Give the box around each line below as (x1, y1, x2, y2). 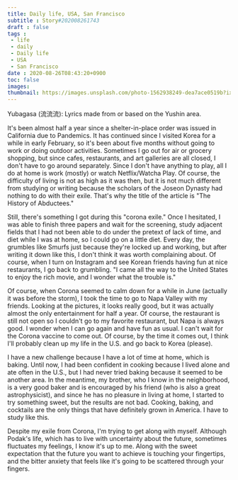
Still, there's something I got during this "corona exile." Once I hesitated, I (7, 213, 221, 222)
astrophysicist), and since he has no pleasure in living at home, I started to (7, 391, 225, 399)
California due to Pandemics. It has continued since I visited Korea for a (7, 132, 216, 140)
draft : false (7, 23, 50, 30)
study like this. (7, 413, 50, 422)
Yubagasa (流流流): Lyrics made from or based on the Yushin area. (7, 110, 202, 118)
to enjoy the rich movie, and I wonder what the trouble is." (7, 273, 176, 282)
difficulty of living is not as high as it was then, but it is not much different (7, 176, 222, 185)
